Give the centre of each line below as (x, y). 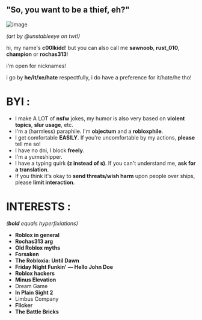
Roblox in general (37, 235)
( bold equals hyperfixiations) (42, 223)
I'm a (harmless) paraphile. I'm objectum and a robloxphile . (89, 131)
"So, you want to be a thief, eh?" (68, 10)
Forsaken (27, 254)
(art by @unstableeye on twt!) (43, 36)
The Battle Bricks (37, 312)
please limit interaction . (45, 182)
